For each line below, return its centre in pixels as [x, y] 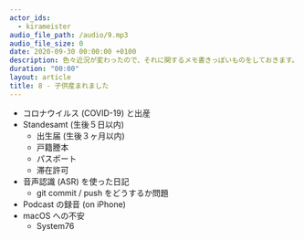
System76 [55, 225]
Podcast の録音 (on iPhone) [74, 204]
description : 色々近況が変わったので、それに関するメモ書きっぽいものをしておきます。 [154, 60]
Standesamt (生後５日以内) [73, 124]
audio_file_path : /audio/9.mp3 [69, 35]
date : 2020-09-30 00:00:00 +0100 [73, 52]
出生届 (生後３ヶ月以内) [80, 136]
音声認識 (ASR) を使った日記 [76, 181]
